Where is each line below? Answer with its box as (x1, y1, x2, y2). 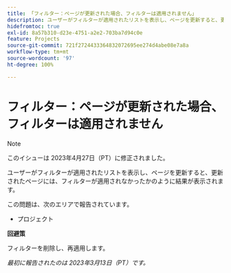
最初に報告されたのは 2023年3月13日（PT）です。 (7, 259, 150, 267)
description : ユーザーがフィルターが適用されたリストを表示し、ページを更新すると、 (7, 17, 221, 23)
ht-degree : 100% (7, 61, 54, 68)
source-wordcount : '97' (7, 55, 76, 62)
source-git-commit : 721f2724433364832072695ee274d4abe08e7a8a (7, 42, 189, 49)
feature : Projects (7, 36, 60, 43)
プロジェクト (16, 215, 54, 223)
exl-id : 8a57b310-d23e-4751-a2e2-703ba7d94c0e (7, 29, 143, 36)
